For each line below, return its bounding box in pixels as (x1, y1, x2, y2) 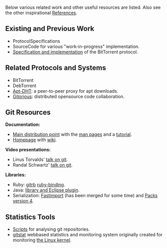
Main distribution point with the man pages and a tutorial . (12, 131, 132, 137)
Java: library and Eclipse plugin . (12, 187, 80, 193)
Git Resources (5, 108, 51, 117)
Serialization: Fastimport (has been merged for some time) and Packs (12, 192, 158, 199)
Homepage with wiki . (12, 137, 57, 143)
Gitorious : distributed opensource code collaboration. (12, 93, 125, 99)
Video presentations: (5, 147, 51, 153)
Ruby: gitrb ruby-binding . (12, 182, 65, 188)
